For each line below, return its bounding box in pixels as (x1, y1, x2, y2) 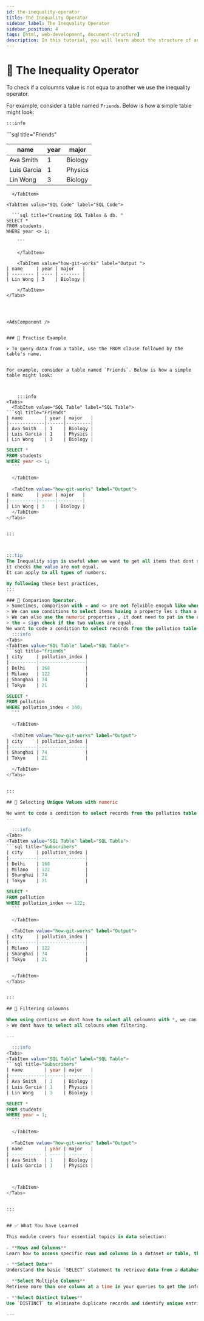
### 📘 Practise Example (6, 335, 67, 341)
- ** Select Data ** (6, 1261, 53, 1267)
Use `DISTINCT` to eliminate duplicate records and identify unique (6, 1300, 183, 1306)
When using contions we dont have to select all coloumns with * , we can (6, 1017, 197, 1023)
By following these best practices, (6, 580, 99, 587)
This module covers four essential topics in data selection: (6, 1233, 167, 1240)
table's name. (6, 351, 42, 357)
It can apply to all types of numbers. (6, 569, 107, 576)
